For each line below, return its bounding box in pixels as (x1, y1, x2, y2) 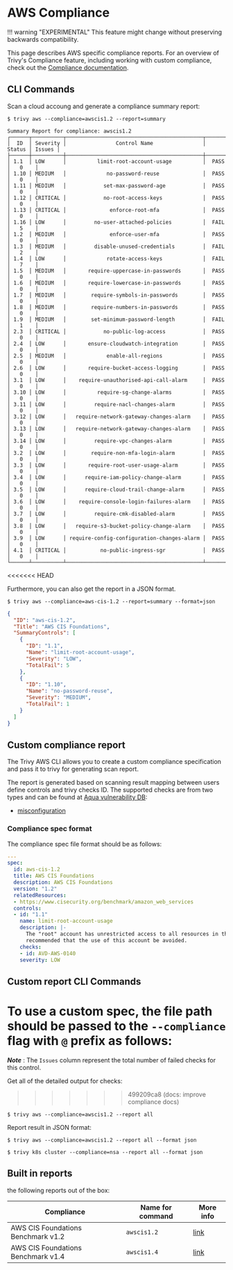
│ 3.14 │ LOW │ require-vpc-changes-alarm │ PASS (7, 437, 225, 444)
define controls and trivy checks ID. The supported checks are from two (7, 786, 214, 794)
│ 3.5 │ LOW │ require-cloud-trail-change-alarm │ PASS (7, 486, 225, 493)
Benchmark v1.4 (10, 1251, 65, 1261)
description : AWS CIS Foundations (13, 879, 113, 886)
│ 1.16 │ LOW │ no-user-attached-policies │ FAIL (7, 219, 225, 226)
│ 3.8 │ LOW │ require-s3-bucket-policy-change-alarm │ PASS (7, 522, 225, 529)
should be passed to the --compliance (7, 1019, 226, 1034)
